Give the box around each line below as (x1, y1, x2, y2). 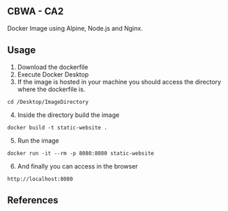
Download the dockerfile (17, 63, 89, 71)
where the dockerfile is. (17, 85, 86, 93)
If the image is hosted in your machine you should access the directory (17, 77, 222, 86)
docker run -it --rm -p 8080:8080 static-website (7, 150, 155, 157)
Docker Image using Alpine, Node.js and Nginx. (7, 24, 143, 32)
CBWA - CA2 (7, 6, 64, 17)
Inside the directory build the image (17, 111, 120, 119)
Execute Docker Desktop (17, 70, 89, 79)
